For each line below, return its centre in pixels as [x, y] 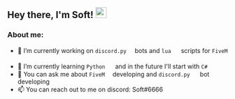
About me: [26, 35]
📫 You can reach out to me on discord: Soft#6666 [90, 89]
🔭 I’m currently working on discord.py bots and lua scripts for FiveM [122, 50]
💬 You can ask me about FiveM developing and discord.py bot [113, 74]
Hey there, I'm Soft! [50, 15]
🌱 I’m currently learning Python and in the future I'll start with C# [112, 66]
